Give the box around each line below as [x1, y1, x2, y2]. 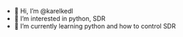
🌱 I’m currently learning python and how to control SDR [14, 22, 176, 30]
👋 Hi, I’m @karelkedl [14, 7, 73, 15]
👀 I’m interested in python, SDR [14, 14, 105, 23]
